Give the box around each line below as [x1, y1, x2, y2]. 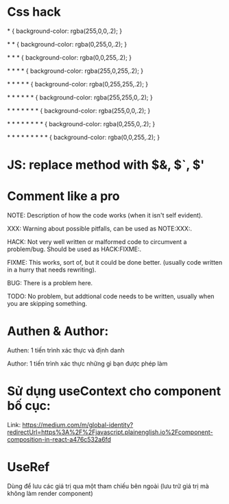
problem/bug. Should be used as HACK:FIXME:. [7, 245, 142, 254]
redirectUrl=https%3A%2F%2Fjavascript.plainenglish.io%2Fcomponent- [7, 428, 213, 436]
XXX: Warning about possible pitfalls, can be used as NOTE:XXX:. [7, 224, 192, 233]
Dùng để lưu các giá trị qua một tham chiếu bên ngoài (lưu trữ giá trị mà [7, 481, 209, 490]
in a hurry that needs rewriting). [7, 265, 97, 274]
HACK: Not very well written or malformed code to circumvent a [7, 238, 187, 246]
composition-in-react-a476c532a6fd [7, 435, 112, 443]
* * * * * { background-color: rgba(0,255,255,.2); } [7, 80, 149, 88]
